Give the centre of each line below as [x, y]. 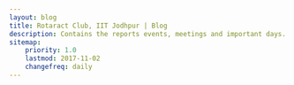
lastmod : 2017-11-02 [63, 58]
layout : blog [33, 17]
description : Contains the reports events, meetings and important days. [148, 34]
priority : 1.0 [51, 50]
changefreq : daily [59, 67]
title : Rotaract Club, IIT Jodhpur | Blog [88, 26]
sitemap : [25, 42]
